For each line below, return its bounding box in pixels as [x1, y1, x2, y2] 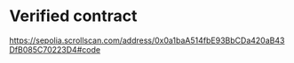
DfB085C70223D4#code [9, 44, 100, 54]
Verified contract [9, 6, 138, 26]
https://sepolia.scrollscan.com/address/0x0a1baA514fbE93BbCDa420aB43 [9, 35, 285, 45]
